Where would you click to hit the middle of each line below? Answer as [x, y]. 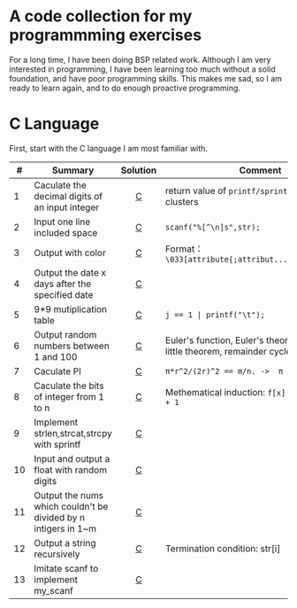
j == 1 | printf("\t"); [215, 315]
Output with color [70, 253]
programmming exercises [105, 35]
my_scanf [53, 590]
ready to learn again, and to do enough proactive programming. [125, 88]
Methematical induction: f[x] [225, 392]
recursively [57, 554]
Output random [65, 334]
